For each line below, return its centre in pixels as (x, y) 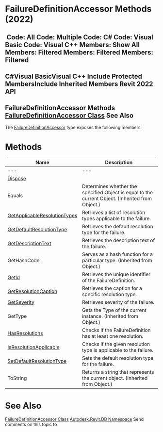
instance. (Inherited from (110, 316)
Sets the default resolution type (118, 358)
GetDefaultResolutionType (37, 229)
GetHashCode (24, 260)
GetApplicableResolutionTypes (42, 216)
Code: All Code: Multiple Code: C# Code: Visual (80, 37)
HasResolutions (25, 333)
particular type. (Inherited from (117, 260)
